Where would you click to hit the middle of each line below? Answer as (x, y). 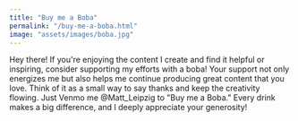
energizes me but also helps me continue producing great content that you (147, 79)
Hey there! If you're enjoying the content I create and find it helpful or (137, 60)
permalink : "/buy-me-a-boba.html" (74, 26)
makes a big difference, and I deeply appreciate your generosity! (128, 108)
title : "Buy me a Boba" (54, 17)
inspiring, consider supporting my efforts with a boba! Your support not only (149, 69)
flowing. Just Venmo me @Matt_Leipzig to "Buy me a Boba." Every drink (142, 98)
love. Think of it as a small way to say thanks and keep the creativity (135, 88)
